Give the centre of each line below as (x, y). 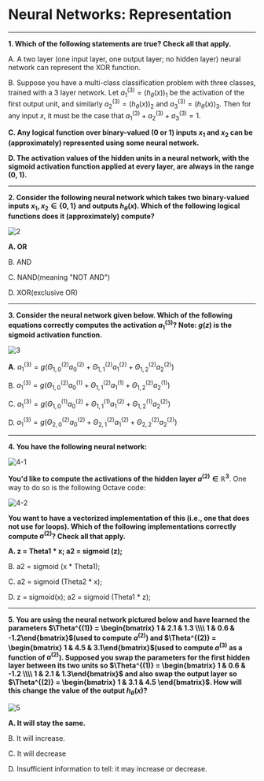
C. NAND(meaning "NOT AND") (59, 277)
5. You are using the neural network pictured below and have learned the (129, 619)
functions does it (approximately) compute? (81, 216)
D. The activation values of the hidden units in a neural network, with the (129, 158)
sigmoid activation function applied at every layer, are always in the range (131, 166)
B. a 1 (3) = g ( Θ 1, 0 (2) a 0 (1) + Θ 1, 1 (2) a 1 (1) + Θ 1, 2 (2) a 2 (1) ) (89, 385)
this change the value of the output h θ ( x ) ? (78, 692)
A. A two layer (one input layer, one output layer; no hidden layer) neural (125, 59)
